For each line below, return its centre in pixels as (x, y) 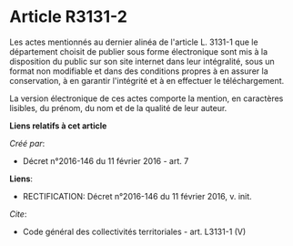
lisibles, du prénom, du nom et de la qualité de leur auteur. (118, 108)
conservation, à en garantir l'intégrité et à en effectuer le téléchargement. (147, 80)
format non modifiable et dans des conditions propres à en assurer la (139, 71)
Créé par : (27, 143)
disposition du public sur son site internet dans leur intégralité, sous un (142, 61)
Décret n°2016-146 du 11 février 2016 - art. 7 (106, 160)
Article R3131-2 (68, 17)
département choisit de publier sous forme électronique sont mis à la (139, 51)
